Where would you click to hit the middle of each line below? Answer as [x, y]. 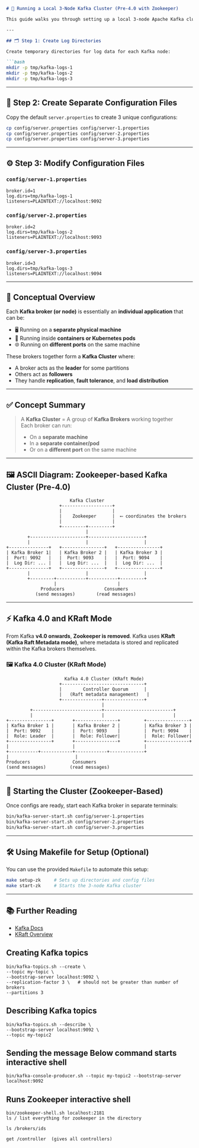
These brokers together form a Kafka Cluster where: [70, 357]
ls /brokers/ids [26, 1129]
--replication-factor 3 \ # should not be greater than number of [92, 982]
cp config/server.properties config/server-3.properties [78, 139]
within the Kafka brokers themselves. [51, 648]
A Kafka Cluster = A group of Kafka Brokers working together [97, 420]
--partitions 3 [25, 992]
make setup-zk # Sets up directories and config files [81, 880]
